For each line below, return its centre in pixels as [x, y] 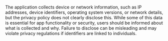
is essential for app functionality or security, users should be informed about [84, 23]
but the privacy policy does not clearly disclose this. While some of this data [84, 18]
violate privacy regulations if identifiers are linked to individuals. [71, 33]
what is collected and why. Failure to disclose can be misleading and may [81, 28]
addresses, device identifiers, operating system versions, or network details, [84, 12]
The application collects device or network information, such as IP [73, 7]
